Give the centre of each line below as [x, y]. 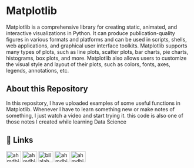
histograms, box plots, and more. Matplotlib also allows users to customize [96, 58]
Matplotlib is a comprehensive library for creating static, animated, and [92, 27]
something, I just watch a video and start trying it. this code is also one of [95, 115]
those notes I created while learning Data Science [66, 122]
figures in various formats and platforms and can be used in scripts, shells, [96, 39]
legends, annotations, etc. [38, 70]
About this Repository [47, 89]
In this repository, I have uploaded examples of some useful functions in [93, 103]
